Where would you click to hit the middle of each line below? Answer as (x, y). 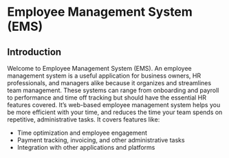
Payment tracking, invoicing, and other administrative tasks (101, 140)
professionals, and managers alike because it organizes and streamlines (109, 83)
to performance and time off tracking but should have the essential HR (107, 98)
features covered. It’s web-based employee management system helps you (114, 105)
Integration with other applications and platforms (86, 147)
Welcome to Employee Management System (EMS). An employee (99, 68)
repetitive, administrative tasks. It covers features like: (84, 120)
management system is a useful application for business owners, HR (104, 76)
